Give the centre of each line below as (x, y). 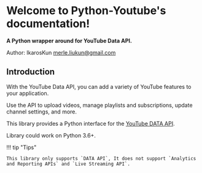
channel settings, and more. (42, 112)
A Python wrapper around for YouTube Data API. (69, 40)
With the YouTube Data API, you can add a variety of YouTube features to (99, 87)
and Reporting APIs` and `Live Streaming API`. (68, 164)
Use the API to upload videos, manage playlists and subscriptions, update (99, 105)
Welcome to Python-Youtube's (86, 11)
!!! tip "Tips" (21, 147)
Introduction (31, 72)
